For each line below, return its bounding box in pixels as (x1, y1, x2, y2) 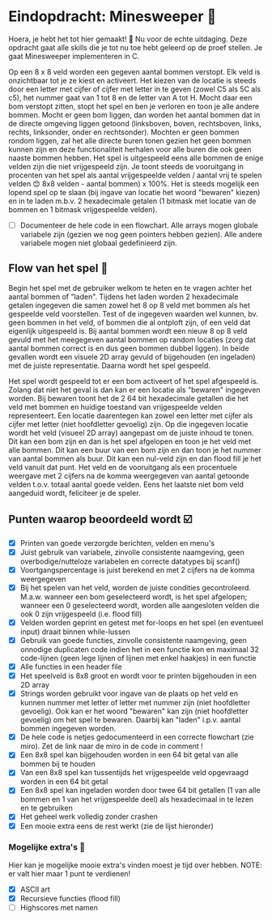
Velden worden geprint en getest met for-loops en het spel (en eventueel (19, 617, 264, 627)
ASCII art (19, 884, 51, 894)
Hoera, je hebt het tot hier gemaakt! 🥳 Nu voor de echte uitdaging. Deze (8, 34, 248, 44)
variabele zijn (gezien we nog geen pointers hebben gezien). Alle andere (19, 230, 263, 239)
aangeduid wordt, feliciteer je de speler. (8, 488, 141, 497)
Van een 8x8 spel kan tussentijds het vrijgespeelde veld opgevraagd (19, 768, 249, 777)
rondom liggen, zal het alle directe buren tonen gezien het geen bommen (8, 135, 252, 145)
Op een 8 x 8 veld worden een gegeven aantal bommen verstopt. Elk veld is (8, 66, 261, 76)
